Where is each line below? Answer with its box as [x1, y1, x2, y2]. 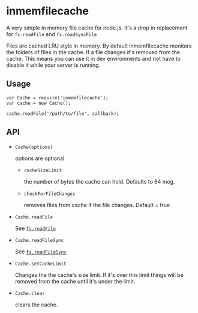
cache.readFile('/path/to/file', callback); [6, 110, 119, 117]
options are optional [14, 155, 65, 162]
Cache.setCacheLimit [14, 261, 67, 267]
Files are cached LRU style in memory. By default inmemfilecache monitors [6, 42, 192, 49]
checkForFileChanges [23, 191, 76, 197]
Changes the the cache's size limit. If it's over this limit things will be [14, 271, 184, 278]
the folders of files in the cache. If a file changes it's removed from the [6, 48, 181, 55]
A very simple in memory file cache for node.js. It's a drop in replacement [6, 24, 188, 31]
